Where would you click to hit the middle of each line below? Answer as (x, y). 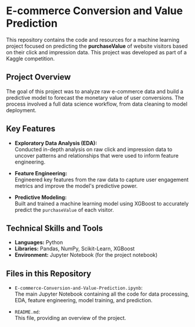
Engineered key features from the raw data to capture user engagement (102, 179)
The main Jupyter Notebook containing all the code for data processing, (102, 294)
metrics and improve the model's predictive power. (76, 186)
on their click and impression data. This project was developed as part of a (96, 52)
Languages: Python (39, 243)
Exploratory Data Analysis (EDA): (56, 143)
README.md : (27, 312)
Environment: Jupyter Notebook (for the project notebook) (86, 255)
